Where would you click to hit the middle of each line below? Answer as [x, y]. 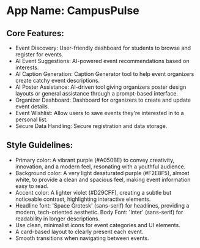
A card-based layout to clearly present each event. [79, 231]
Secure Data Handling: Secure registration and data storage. [91, 126]
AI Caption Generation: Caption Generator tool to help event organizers [105, 74]
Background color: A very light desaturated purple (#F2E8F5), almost [102, 173]
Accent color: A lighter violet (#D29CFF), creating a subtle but [93, 192]
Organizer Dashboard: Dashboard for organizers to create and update [103, 100]
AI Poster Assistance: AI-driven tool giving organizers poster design [101, 87]
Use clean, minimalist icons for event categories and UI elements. [98, 225]
